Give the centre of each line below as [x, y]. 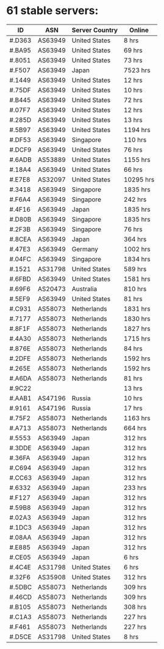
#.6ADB [20, 160]
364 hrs [135, 239]
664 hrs [135, 428]
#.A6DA [20, 378]
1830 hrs [137, 319]
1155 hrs [137, 160]
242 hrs [135, 199]
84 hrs [133, 348]
